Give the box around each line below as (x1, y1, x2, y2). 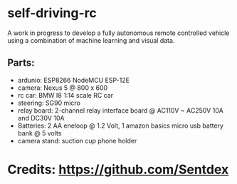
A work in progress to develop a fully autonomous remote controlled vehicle (7, 29, 230, 37)
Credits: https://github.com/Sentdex (7, 161, 229, 178)
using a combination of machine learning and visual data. (7, 36, 175, 44)
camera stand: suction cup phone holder (17, 136, 137, 145)
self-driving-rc (7, 5, 98, 21)
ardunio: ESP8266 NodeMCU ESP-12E (17, 76, 130, 84)
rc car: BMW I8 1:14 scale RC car (17, 91, 114, 99)
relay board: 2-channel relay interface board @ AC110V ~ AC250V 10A (17, 106, 224, 115)
